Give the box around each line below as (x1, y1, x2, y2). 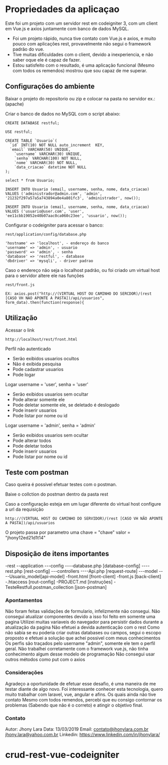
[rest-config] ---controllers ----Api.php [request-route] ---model (23, 568, 158, 574)
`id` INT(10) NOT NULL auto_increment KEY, (10, 142, 105, 147)
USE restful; (5, 129, 33, 134)
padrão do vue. (12, 46, 44, 52)
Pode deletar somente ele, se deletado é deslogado (12, 402, 120, 408)
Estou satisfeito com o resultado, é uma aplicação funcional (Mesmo (12, 62, 155, 68)
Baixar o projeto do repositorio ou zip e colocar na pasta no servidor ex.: (5, 95, 155, 101)
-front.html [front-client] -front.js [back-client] (65, 574, 161, 580)
